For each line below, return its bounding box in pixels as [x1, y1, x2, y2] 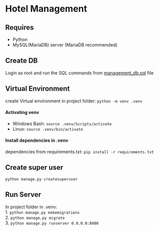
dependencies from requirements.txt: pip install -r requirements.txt [5, 149, 154, 155]
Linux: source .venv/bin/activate [12, 126, 83, 132]
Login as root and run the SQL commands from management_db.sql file [5, 70, 154, 76]
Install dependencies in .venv [5, 137, 69, 144]
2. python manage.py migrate [5, 214, 65, 220]
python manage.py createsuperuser [5, 177, 78, 182]
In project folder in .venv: [5, 204, 57, 210]
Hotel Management [5, 3, 87, 15]
